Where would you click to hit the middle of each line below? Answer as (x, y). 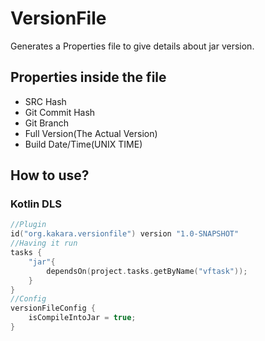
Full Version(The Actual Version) (91, 133)
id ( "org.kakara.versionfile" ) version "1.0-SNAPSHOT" (125, 234)
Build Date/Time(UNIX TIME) (83, 144)
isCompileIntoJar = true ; (82, 318)
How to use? (50, 175)
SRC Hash (45, 101)
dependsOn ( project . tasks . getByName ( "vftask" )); (147, 271)
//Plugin (28, 225)
